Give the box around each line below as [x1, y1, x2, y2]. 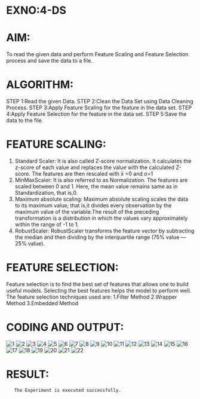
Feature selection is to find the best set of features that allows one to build [6, 280, 189, 287]
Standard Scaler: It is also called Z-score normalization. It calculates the [14, 158, 192, 164]
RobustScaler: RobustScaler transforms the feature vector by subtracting [14, 228, 195, 234]
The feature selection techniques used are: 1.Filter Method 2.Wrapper [6, 293, 177, 300]
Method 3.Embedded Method [6, 299, 79, 306]
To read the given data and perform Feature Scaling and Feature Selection [6, 51, 189, 58]
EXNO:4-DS [6, 4, 67, 17]
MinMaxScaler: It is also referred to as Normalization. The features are [14, 177, 188, 183]
